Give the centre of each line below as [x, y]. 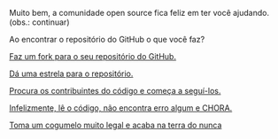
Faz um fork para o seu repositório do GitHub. [93, 56]
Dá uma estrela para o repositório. [71, 73]
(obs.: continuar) [39, 22]
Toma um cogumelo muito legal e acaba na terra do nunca [116, 125]
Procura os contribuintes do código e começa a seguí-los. [115, 91]
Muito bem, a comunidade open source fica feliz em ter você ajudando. [139, 13]
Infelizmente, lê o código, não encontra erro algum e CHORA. [121, 108]
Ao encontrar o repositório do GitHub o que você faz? [107, 39]
